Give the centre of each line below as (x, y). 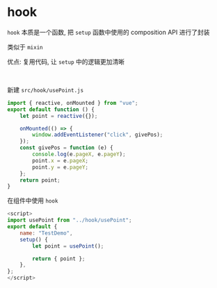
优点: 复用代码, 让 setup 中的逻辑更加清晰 (66, 61)
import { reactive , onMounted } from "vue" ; (73, 103)
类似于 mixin (25, 46)
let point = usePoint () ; (68, 246)
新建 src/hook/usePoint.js (46, 90)
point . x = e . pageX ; (61, 160)
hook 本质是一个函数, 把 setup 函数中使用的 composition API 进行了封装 (108, 32)
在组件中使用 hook (33, 201)
